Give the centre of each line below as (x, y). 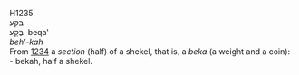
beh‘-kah (26, 42)
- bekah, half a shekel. (51, 61)
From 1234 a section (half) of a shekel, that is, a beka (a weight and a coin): (150, 52)
